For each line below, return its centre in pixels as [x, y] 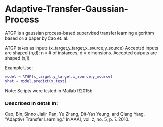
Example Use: [19, 68]
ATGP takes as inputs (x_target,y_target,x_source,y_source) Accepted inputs [81, 48]
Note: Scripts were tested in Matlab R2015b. [49, 90]
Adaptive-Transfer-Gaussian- [67, 9]
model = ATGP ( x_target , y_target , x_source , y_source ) [59, 76]
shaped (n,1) [17, 58]
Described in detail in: [32, 103]
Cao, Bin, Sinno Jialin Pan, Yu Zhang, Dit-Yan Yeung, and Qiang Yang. [75, 114]
